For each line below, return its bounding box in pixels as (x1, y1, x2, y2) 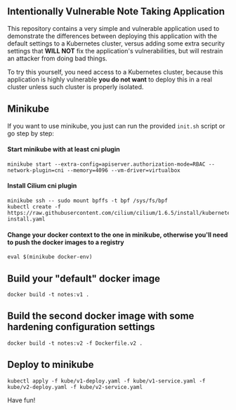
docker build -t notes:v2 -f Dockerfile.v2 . (7, 340, 143, 347)
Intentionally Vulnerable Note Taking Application (7, 6, 225, 18)
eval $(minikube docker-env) (7, 253, 93, 260)
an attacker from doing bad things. (7, 54, 107, 62)
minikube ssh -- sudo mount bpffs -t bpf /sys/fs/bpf (7, 197, 169, 204)
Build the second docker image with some (7, 310, 195, 322)
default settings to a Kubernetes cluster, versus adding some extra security (7, 39, 225, 48)
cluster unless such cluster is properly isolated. (7, 82, 144, 91)
